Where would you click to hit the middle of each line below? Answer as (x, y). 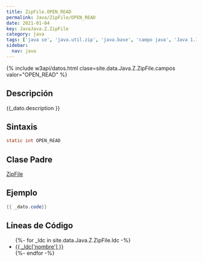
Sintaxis (22, 127)
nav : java (24, 51)
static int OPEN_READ (34, 141)
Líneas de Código (40, 226)
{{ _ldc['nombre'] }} (39, 246)
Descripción (30, 94)
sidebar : (17, 46)
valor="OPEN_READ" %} (37, 74)
